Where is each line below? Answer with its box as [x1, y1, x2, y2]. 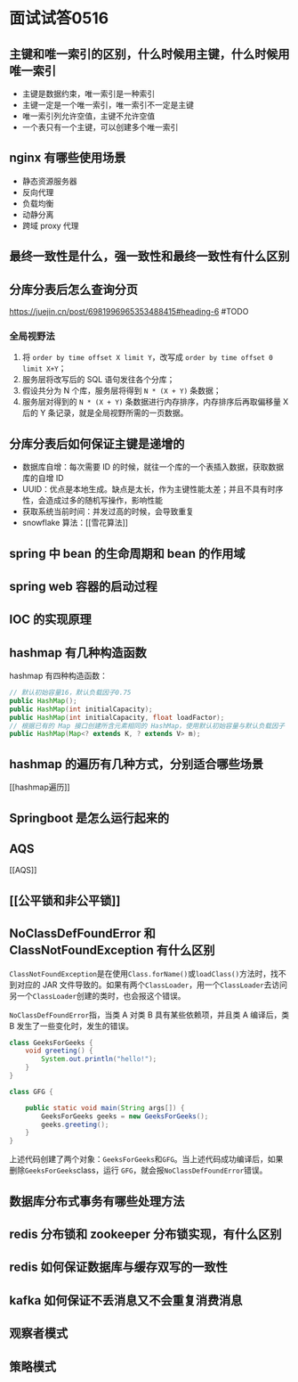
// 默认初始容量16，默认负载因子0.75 [9, 688, 132, 698]
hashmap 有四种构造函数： [9, 670, 109, 682]
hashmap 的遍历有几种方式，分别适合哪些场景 [9, 756, 264, 772]
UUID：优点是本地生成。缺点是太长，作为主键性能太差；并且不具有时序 [21, 484, 284, 495]
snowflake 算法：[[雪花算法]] [21, 518, 129, 528]
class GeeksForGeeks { [9, 1038, 93, 1047]
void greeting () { [25, 1046, 93, 1056]
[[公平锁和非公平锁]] [9, 893, 121, 908]
